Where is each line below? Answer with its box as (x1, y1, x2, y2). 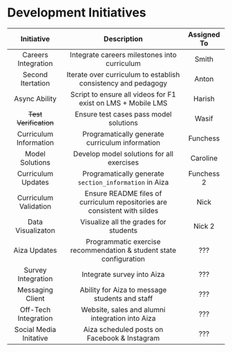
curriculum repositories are (79, 197, 168, 207)
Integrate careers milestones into (70, 50, 177, 59)
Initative (22, 333, 48, 342)
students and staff (93, 293, 153, 303)
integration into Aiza (90, 313, 156, 323)
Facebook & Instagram (86, 333, 160, 342)
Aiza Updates (13, 245, 57, 255)
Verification (16, 118, 54, 127)
